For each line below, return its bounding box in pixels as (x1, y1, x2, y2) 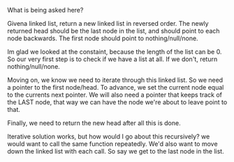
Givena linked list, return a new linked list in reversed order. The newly (7, 19, 209, 27)
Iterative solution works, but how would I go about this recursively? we (7, 132, 210, 140)
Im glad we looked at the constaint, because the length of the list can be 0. (7, 48, 222, 56)
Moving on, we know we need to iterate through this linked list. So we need (7, 76, 224, 84)
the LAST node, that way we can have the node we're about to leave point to (7, 98, 228, 106)
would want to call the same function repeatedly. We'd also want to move (7, 140, 218, 148)
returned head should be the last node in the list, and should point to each (7, 27, 220, 35)
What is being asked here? (7, 6, 84, 14)
